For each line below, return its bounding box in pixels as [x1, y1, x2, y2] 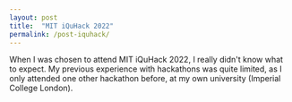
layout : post [9, 13, 58, 22]
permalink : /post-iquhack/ [9, 30, 110, 38]
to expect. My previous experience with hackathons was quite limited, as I [9, 64, 282, 74]
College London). [9, 82, 73, 94]
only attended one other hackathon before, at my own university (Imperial [9, 73, 281, 84]
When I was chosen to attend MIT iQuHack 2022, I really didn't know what [9, 55, 284, 65]
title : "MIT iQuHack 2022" [9, 21, 115, 30]
